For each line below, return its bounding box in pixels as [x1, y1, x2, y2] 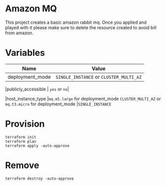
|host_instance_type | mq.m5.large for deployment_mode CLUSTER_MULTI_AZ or [5, 95, 161, 101]
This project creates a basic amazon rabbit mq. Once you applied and [5, 19, 147, 25]
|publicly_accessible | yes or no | [5, 86, 69, 92]
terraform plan [5, 139, 37, 144]
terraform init [5, 135, 37, 139]
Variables [5, 47, 45, 58]
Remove [5, 160, 40, 171]
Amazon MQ [5, 3, 57, 14]
